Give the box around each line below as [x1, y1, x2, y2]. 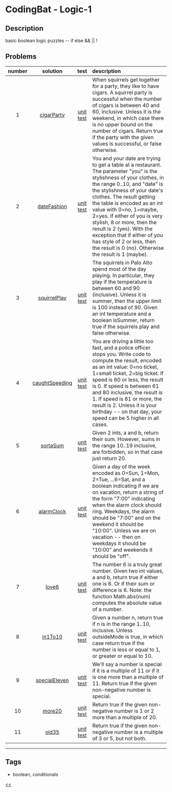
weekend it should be [92, 520, 144, 527]
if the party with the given [92, 134, 154, 141]
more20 [42, 707, 62, 714]
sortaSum [40, 442, 64, 449]
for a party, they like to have [92, 82, 160, 90]
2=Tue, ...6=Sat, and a [92, 476, 145, 483]
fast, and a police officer [92, 344, 151, 351]
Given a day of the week [92, 463, 150, 470]
